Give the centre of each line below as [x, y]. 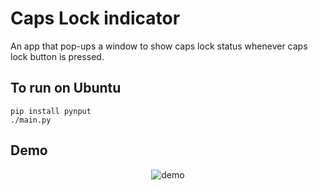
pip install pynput [51, 111]
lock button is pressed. [57, 56]
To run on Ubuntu [66, 88]
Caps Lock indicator [95, 18]
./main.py [31, 120]
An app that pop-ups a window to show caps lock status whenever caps [159, 46]
